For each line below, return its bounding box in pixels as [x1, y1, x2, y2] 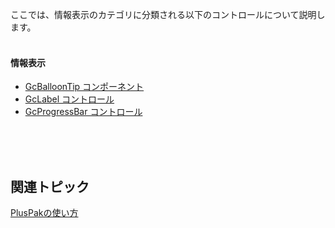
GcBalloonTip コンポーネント [24, 81, 145, 93]
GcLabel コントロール [24, 93, 115, 105]
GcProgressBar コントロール [24, 106, 143, 118]
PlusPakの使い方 [10, 207, 79, 219]
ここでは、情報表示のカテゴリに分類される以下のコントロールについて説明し [10, 9, 326, 20]
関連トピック [10, 178, 90, 195]
